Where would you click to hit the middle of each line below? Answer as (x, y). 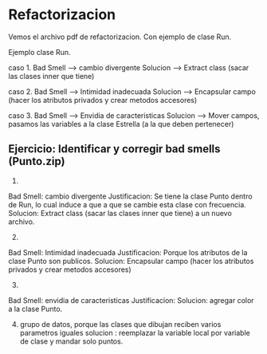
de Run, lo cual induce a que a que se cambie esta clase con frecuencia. (128, 204)
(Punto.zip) (37, 161)
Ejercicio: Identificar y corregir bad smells (114, 149)
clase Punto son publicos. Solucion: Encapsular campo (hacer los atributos (131, 261)
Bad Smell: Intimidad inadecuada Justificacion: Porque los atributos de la (128, 252)
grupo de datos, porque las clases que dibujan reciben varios (120, 324)
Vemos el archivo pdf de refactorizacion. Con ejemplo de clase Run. (120, 37)
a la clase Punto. (35, 309)
